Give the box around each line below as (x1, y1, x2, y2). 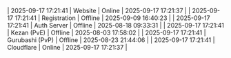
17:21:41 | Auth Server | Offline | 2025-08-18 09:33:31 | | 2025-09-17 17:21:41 (7, 21, 224, 29)
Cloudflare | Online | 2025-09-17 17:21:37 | (7, 43, 128, 51)
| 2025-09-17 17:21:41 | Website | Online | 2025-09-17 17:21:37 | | (7, 7, 191, 14)
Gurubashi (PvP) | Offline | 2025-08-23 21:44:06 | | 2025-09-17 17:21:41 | (7, 36, 215, 44)
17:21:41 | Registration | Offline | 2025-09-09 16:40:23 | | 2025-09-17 (14, 14, 210, 22)
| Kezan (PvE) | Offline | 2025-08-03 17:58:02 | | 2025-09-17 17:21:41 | (7, 28, 206, 37)
